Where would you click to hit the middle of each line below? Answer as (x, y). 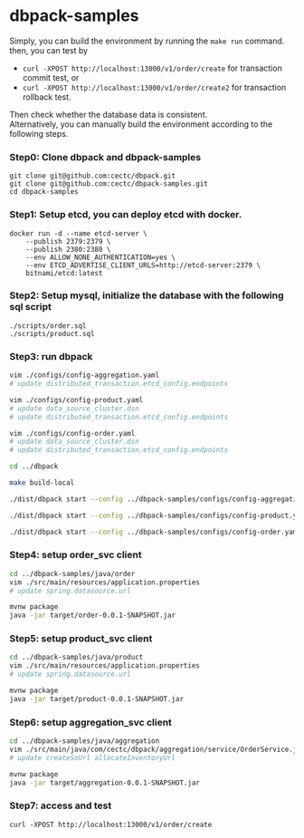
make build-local (42, 483)
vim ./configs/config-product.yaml (76, 400)
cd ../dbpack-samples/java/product (76, 658)
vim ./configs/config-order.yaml (72, 433)
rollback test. (47, 97)
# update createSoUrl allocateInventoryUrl (93, 757)
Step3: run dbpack (51, 356)
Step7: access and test (61, 805)
